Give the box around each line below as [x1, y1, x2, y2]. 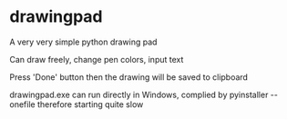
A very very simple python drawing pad [9, 36, 158, 47]
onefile [9, 98, 36, 110]
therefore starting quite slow [36, 98, 144, 110]
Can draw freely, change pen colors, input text [9, 54, 184, 64]
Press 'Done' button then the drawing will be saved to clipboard [9, 71, 249, 83]
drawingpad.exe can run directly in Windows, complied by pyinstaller [9, 89, 269, 100]
